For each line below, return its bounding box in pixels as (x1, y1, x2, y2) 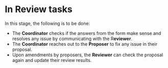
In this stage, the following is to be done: (5, 20, 90, 26)
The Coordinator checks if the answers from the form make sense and (12, 30, 161, 36)
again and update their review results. (12, 57, 92, 63)
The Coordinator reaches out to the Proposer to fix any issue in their (12, 41, 158, 47)
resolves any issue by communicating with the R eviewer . (12, 36, 133, 42)
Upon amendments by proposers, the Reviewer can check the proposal (12, 52, 163, 58)
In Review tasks (5, 4, 73, 15)
